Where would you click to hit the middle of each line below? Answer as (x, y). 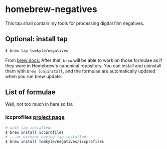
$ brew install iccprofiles (35, 132)
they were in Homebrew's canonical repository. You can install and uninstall (83, 65)
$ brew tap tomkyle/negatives (37, 51)
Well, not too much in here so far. (39, 104)
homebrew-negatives (51, 9)
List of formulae (31, 92)
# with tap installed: (29, 128)
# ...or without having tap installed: (47, 137)
